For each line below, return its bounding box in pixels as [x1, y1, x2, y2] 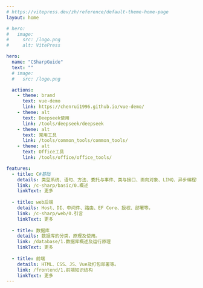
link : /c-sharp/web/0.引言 [17, 210, 83, 216]
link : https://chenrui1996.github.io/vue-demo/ [22, 104, 145, 110]
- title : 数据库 [11, 227, 50, 233]
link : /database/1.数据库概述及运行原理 [17, 239, 111, 245]
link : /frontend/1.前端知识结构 [17, 267, 93, 273]
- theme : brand [17, 92, 56, 99]
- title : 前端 [11, 255, 45, 261]
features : [6, 165, 31, 172]
